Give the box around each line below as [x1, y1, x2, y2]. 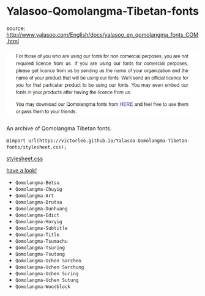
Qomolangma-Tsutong [15, 251, 65, 257]
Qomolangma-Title [15, 231, 60, 238]
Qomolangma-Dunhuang [15, 205, 68, 212]
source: [6, 24, 26, 32]
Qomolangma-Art [15, 193, 54, 199]
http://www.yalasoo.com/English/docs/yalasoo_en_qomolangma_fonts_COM [6, 31, 199, 38]
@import [6, 138, 26, 144]
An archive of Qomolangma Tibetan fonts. [6, 124, 112, 132]
